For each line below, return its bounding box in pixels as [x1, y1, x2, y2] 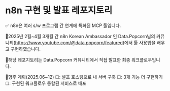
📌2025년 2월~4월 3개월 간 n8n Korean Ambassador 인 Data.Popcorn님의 [5, 33, 156, 39]
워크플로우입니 [131, 56, 160, 63]
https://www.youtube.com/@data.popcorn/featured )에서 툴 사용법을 [15, 39, 156, 46]
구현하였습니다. [10, 46, 41, 52]
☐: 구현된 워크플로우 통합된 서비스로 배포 [5, 80, 87, 86]
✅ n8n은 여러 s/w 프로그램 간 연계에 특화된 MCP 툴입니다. [5, 22, 121, 28]
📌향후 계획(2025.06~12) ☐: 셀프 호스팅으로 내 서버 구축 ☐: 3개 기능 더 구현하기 [5, 74, 163, 80]
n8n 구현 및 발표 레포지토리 [5, 5, 113, 16]
